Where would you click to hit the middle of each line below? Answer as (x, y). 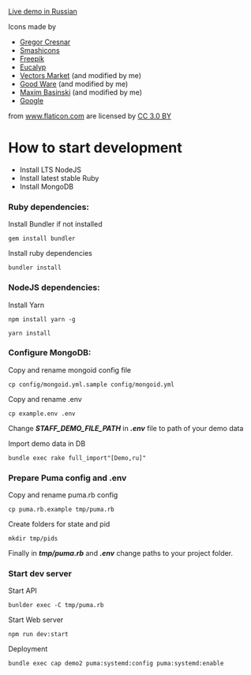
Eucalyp (33, 67)
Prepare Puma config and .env (67, 478)
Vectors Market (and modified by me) (81, 75)
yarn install (30, 333)
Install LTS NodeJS (50, 170)
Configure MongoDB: (50, 353)
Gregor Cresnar (45, 42)
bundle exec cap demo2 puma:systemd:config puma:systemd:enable (116, 664)
